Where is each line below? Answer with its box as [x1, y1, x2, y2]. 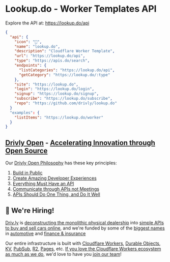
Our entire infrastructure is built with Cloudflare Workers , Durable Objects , [5, 240, 161, 246]
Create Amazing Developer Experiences [12, 175, 97, 181]
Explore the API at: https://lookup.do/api [5, 20, 90, 26]
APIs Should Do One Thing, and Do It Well [12, 191, 100, 197]
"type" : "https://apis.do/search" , [14, 58, 90, 64]
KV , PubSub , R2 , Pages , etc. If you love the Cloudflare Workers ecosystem [5, 245, 161, 252]
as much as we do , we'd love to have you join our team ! [5, 251, 122, 257]
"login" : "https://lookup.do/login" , [14, 86, 95, 92]
